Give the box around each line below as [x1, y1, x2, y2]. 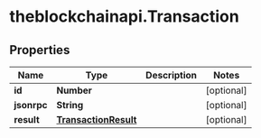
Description [145, 69, 197, 81]
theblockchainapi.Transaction [9, 6, 239, 27]
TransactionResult [56, 114, 137, 125]
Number [56, 84, 93, 97]
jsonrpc [14, 99, 48, 111]
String [56, 99, 84, 111]
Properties [9, 42, 70, 58]
